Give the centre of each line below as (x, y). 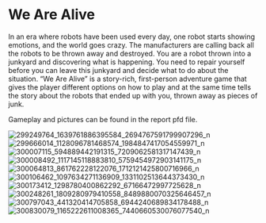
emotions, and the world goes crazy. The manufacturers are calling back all (131, 44)
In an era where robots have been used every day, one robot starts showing (132, 37)
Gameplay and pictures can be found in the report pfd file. (103, 119)
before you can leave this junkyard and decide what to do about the (118, 70)
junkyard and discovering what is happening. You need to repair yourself (127, 62)
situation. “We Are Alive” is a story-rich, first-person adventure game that (127, 79)
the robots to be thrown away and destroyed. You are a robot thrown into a (130, 53)
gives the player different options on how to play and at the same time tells (130, 87)
